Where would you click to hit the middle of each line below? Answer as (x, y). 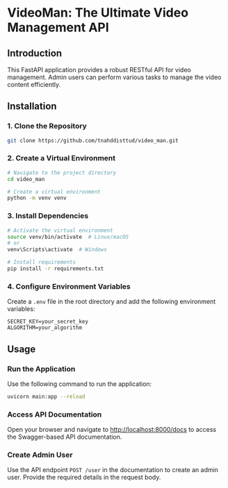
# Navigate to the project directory (62, 173)
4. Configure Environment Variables (69, 286)
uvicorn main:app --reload (46, 396)
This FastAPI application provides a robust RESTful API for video (99, 70)
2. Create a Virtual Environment (62, 158)
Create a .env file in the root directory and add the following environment (112, 302)
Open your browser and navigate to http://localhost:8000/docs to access (112, 430)
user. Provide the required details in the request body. (84, 478)
